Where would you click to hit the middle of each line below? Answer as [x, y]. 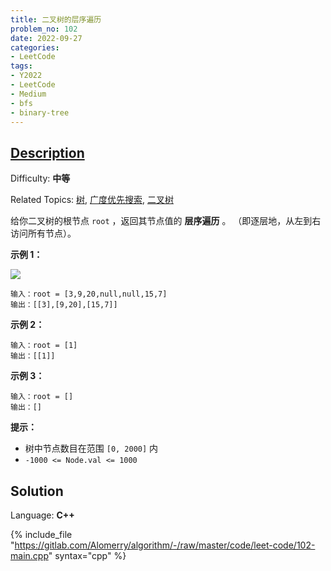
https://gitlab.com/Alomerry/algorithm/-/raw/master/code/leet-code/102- [165, 545]
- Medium [28, 94]
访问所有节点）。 [43, 233]
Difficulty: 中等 [40, 178]
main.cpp [29, 555]
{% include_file [41, 534]
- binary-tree [40, 112]
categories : [35, 47]
